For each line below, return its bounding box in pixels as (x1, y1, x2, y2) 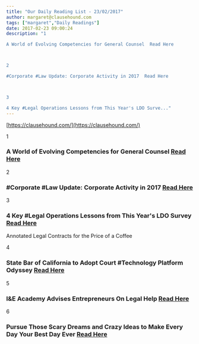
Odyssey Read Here (6, 266, 65, 275)
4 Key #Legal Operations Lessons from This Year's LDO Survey (6, 212, 192, 220)
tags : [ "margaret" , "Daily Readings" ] (6, 20, 100, 26)
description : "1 (6, 31, 46, 37)
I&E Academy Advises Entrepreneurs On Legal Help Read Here (6, 294, 189, 302)
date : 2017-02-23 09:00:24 (6, 25, 73, 31)
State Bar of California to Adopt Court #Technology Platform (6, 259, 184, 267)
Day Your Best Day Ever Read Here (6, 330, 108, 338)
